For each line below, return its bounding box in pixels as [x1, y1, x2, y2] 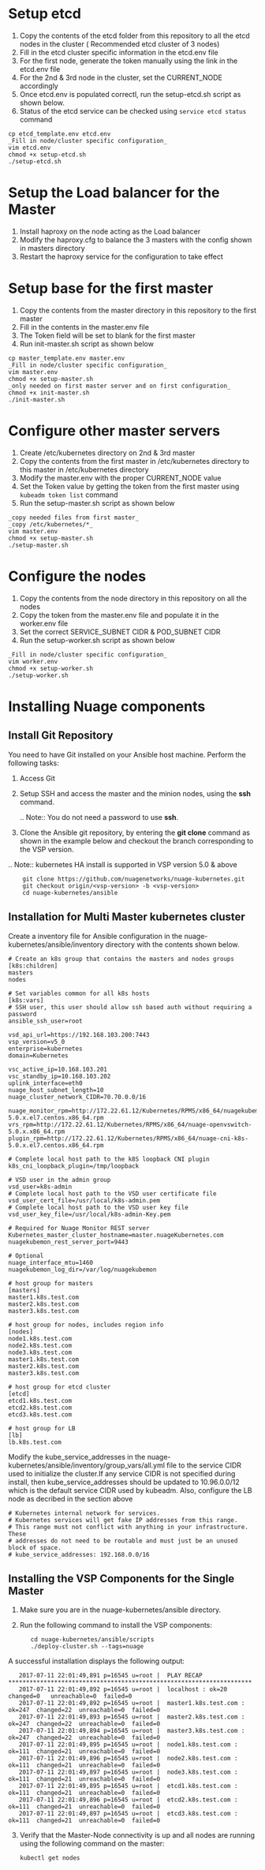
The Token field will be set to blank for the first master [19, 331, 196, 340]
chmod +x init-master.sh [8, 388, 90, 397]
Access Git [19, 773, 55, 783]
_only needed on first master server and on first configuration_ [8, 382, 231, 390]
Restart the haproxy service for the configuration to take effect [19, 252, 223, 261]
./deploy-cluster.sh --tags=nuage [30, 1643, 144, 1651]
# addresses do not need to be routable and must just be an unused [8, 1536, 238, 1545]
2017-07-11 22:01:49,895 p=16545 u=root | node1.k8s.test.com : [18, 1741, 238, 1748]
